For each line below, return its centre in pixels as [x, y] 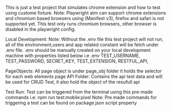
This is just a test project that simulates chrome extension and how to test [83, 7]
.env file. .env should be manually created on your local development [78, 50]
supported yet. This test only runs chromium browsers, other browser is [81, 24]
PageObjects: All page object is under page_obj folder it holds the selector [84, 71]
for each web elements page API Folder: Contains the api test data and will [84, 76]
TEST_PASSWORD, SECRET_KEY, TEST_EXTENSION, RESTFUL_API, [77, 61]
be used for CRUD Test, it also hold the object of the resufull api [72, 82]
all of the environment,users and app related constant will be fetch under [82, 45]
